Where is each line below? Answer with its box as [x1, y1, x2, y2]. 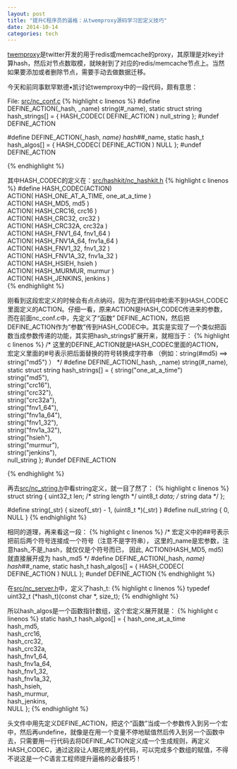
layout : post [7, 10, 46, 18]
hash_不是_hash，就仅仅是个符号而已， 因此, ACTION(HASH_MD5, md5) [13, 545, 224, 554]
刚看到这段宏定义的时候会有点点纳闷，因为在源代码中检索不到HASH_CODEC [7, 296, 229, 305]
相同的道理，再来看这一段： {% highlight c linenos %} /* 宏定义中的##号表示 [7, 528, 229, 536]
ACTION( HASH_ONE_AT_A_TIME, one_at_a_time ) [7, 192, 152, 200]
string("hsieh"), [7, 433, 52, 442]
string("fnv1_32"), [7, 418, 59, 427]
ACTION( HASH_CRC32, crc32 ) [7, 214, 100, 223]
